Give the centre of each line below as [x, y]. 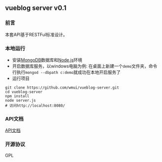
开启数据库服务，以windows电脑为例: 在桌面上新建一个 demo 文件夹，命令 [85, 66]
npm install [17, 96]
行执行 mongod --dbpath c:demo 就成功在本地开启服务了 [66, 72]
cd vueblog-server [24, 92]
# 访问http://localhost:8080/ [35, 105]
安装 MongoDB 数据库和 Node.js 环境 [47, 60]
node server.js [21, 100]
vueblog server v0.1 [36, 8]
